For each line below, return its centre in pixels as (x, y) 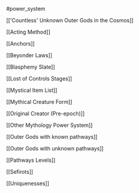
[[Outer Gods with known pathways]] (52, 137)
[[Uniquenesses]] (28, 183)
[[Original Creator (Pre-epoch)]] (46, 113)
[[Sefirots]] (20, 172)
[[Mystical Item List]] (32, 90)
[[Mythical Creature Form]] (40, 102)
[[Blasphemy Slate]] (31, 67)
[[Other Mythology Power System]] (49, 125)
